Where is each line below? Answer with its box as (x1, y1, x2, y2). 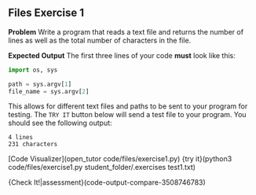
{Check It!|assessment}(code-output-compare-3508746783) (8, 178, 206, 187)
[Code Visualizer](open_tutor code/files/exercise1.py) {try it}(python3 (8, 154, 232, 164)
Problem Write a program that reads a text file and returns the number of (8, 27, 244, 36)
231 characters (8, 141, 58, 149)
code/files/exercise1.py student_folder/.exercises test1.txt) (8, 163, 196, 172)
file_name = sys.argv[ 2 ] (8, 87, 90, 95)
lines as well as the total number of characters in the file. (8, 35, 192, 45)
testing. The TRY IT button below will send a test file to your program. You (8, 110, 247, 120)
